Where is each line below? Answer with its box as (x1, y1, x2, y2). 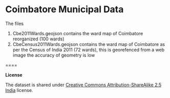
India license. (5, 87, 33, 93)
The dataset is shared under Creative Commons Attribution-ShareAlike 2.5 (5, 82, 162, 88)
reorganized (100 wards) (12, 36, 65, 42)
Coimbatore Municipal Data (5, 4, 124, 15)
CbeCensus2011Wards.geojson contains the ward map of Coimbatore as (12, 41, 165, 47)
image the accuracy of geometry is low (12, 52, 95, 58)
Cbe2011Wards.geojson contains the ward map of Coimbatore (12, 30, 143, 36)
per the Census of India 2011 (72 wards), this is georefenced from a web (12, 46, 165, 53)
